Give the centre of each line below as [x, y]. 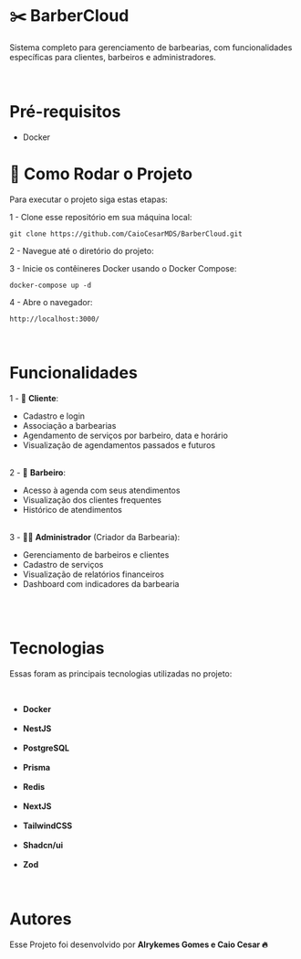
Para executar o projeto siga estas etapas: [89, 199]
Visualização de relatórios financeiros [93, 574]
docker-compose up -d [51, 285]
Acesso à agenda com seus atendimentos [101, 490]
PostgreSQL [46, 748]
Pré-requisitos [65, 112]
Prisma [36, 767]
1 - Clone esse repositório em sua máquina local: [101, 217]
